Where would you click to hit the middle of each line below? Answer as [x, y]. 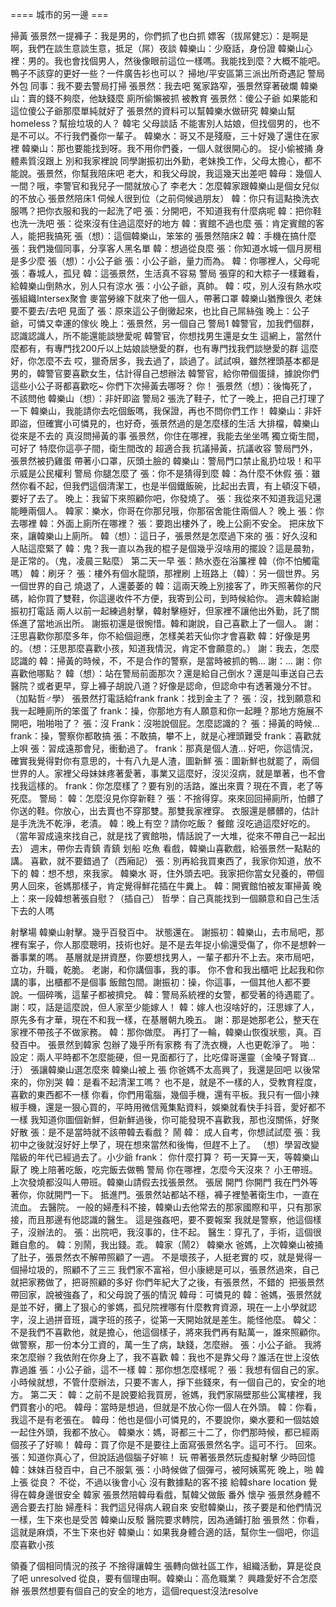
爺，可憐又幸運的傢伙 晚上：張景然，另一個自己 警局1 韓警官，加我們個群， [165, 323]
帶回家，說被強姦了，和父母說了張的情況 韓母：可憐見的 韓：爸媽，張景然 [161, 1294]
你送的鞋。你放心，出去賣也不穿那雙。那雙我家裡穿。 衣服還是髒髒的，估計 [165, 811]
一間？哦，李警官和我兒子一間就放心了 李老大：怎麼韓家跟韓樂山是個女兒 [160, 186]
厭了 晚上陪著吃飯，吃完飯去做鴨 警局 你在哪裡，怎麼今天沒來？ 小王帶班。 [164, 1169]
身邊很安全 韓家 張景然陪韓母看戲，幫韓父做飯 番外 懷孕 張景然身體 [174, 1494]
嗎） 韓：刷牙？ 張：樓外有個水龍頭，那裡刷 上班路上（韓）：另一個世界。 [161, 573]
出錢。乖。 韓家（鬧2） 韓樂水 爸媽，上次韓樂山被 [211, 1244]
